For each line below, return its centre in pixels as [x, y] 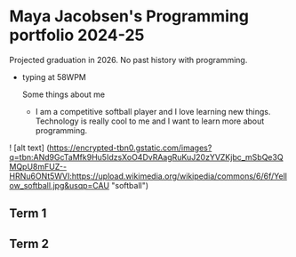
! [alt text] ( [29, 148]
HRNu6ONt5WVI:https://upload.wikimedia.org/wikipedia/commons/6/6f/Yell [148, 176]
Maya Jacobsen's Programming [129, 16]
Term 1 [28, 214]
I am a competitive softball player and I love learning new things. [153, 111]
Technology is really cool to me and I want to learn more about [150, 121]
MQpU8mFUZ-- [38, 166]
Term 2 [29, 243]
